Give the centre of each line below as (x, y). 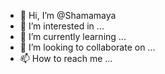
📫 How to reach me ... (66, 58)
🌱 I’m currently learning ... (73, 36)
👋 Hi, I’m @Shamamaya (68, 15)
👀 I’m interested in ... (62, 26)
